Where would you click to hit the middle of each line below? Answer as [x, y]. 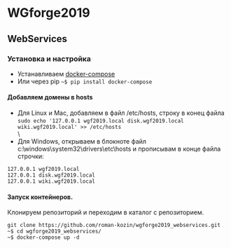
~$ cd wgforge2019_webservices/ [54, 232]
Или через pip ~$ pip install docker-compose [85, 81]
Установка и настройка [49, 59]
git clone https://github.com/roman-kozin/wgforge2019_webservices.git [114, 226]
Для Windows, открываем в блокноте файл [82, 142]
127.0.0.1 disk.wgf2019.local [51, 175]
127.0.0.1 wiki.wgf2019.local [51, 181]
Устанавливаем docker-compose [66, 74]
